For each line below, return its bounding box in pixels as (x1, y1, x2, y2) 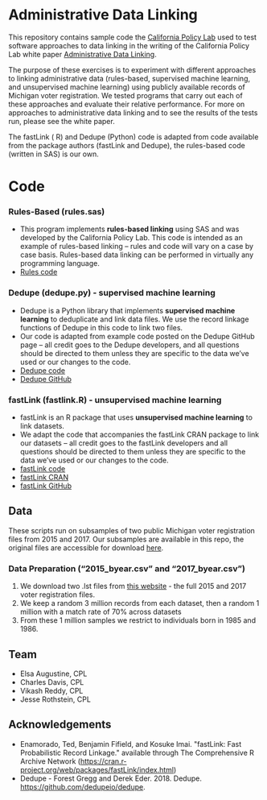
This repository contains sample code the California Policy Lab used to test (8, 32, 257, 42)
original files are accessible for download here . (8, 542, 164, 553)
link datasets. (19, 421, 64, 431)
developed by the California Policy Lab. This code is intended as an (19, 233, 243, 242)
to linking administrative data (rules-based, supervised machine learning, (8, 73, 251, 83)
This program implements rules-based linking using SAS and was (19, 224, 240, 234)
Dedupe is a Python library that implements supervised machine (19, 305, 236, 315)
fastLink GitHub (19, 481, 72, 491)
